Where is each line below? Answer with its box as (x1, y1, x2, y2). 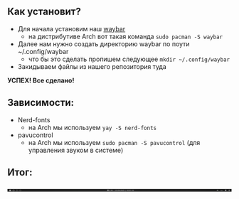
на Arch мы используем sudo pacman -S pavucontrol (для (28, 138, 201, 146)
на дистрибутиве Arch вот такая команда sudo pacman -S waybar (28, 32, 223, 41)
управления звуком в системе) (28, 146, 124, 154)
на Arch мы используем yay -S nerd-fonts (28, 123, 157, 131)
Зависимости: (7, 97, 75, 109)
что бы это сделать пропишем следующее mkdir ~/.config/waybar (28, 55, 230, 63)
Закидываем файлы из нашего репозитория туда (17, 62, 167, 70)
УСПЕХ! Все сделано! (7, 76, 75, 85)
